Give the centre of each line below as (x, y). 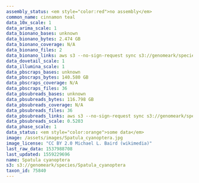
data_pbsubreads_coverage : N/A (45, 105)
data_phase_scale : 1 (32, 127)
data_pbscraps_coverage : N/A (42, 83)
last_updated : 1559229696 (38, 154)
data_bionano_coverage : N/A (41, 45)
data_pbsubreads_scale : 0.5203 (45, 122)
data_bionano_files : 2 (34, 50)
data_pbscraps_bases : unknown (44, 72)
